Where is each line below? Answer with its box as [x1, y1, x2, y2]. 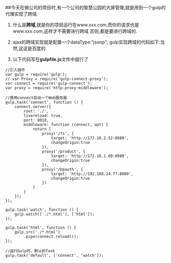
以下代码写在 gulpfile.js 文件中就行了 [12, 56, 88, 62]
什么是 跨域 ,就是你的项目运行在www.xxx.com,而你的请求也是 [12, 22, 139, 28]
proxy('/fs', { [41, 131, 74, 136]
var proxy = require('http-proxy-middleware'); [5, 85, 109, 91]
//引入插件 [5, 68, 26, 73]
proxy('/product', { [41, 149, 86, 154]
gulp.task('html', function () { [5, 225, 77, 230]
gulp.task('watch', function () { [5, 207, 79, 212]
